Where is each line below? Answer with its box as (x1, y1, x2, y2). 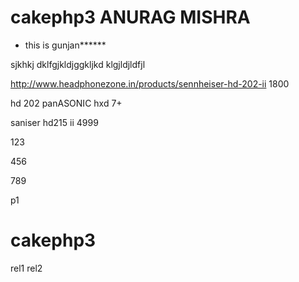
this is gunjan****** (24, 39, 107, 51)
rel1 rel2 (10, 262, 43, 274)
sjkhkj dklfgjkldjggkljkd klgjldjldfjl (10, 58, 146, 70)
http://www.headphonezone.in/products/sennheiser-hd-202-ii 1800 (10, 77, 290, 90)
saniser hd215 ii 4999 (10, 116, 99, 128)
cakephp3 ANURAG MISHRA (10, 6, 251, 29)
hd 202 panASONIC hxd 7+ (10, 97, 123, 109)
